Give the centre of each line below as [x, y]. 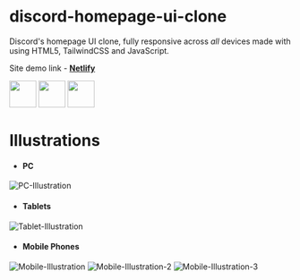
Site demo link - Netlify [52, 68]
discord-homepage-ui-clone [118, 17]
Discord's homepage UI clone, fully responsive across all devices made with [150, 41]
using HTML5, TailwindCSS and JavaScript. [90, 50]
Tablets [37, 206]
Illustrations [55, 141]
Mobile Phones [51, 247]
